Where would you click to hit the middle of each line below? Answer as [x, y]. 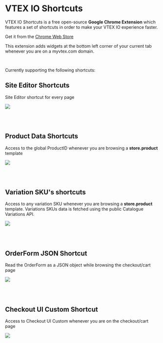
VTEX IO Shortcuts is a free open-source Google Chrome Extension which [81, 22]
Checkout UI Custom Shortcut [52, 309]
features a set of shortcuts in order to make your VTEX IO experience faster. [81, 27]
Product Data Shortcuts [42, 136]
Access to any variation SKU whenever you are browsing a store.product [79, 204]
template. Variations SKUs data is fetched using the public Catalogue [74, 209]
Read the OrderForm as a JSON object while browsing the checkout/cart [78, 265]
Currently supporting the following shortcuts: [50, 70]
